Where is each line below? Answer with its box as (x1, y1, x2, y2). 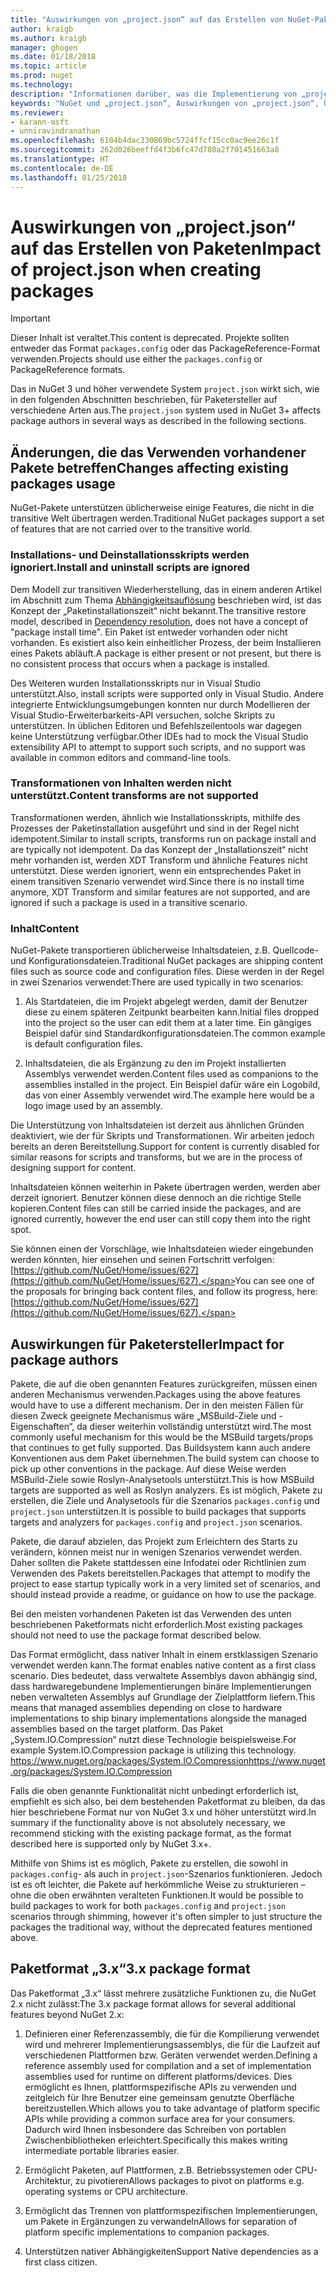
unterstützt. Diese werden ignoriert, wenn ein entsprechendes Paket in (10, 864, 302, 876)
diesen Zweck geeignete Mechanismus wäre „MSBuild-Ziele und (10, 1409, 277, 1421)
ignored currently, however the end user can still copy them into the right (10, 1213, 311, 1225)
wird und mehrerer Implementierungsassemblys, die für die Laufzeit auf (24, 2038, 321, 2050)
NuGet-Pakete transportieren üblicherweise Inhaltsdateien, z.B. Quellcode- (10, 944, 319, 956)
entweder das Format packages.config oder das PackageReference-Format (10, 342, 321, 355)
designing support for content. (10, 1162, 137, 1174)
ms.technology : (10, 80, 74, 90)
